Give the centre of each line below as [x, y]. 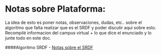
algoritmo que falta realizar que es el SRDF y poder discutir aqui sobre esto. [81, 27]
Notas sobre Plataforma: [55, 9]
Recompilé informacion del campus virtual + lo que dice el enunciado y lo [78, 33]
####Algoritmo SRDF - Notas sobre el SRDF [49, 47]
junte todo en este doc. [28, 38]
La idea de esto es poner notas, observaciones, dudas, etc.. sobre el [73, 22]
